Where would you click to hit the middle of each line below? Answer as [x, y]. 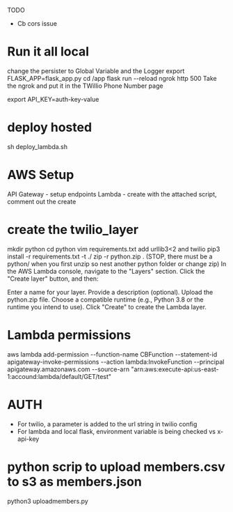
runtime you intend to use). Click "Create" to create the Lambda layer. [107, 307]
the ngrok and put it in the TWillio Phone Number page [85, 86]
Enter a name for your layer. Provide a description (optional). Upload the [110, 292]
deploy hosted [50, 127]
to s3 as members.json [75, 482]
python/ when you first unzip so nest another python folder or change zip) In [117, 263]
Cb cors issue [37, 23]
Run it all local [48, 52]
